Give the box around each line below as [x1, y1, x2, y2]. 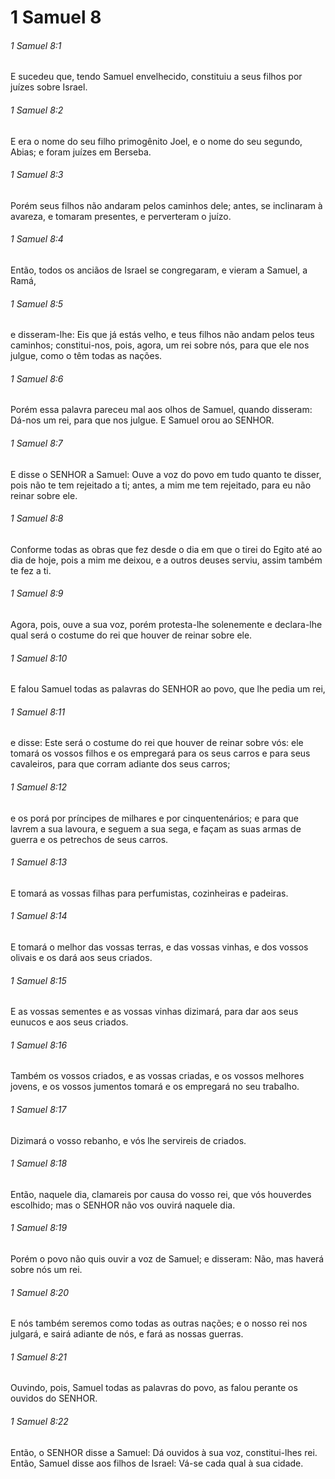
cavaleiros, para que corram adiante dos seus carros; [10, 758, 231, 770]
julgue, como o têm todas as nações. [10, 350, 163, 362]
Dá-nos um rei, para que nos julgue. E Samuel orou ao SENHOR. [10, 414, 275, 426]
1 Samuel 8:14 [10, 910, 68, 922]
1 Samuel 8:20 [10, 1286, 70, 1298]
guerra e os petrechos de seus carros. [10, 833, 169, 845]
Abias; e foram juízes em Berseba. [10, 146, 152, 158]
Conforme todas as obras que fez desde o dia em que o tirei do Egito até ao [10, 543, 323, 555]
